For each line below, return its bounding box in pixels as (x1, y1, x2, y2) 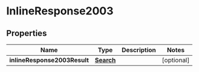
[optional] (161, 56, 190, 64)
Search (94, 56, 116, 64)
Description (122, 46, 156, 54)
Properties (6, 28, 47, 38)
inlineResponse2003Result (9, 56, 90, 64)
